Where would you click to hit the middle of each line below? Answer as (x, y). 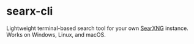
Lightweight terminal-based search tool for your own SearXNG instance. (97, 28)
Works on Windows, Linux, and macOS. (56, 34)
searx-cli (30, 11)
